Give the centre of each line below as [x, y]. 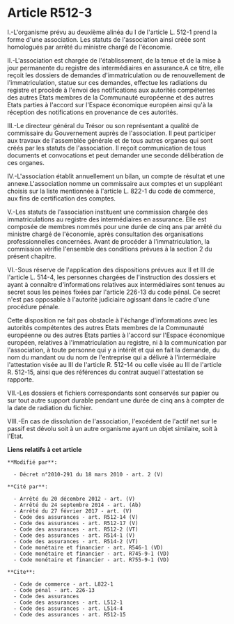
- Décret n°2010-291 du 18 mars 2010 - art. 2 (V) [88, 474]
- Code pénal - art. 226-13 [54, 590]
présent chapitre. [32, 256]
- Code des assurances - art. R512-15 [70, 614]
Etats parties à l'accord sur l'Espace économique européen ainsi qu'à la [110, 104]
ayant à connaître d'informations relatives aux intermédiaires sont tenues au [116, 284]
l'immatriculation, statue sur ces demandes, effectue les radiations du [107, 82]
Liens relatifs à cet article [45, 449]
